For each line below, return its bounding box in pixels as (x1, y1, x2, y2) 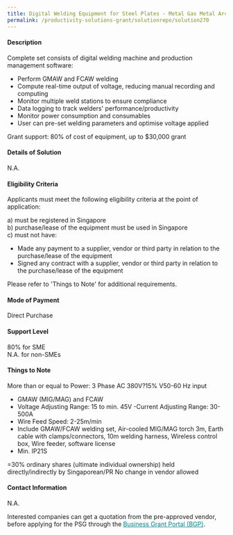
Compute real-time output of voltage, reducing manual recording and (17, 81, 215, 90)
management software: (7, 61, 74, 70)
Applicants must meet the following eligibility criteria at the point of (7, 195, 199, 204)
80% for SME (7, 342, 46, 351)
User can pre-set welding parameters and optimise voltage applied (17, 119, 209, 127)
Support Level (7, 327, 49, 335)
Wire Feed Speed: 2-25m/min (17, 417, 102, 425)
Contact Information (7, 484, 67, 492)
